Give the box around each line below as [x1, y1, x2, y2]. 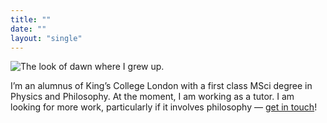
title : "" [10, 14, 52, 25]
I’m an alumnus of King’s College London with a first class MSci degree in [10, 80, 313, 92]
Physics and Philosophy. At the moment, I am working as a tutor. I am [10, 91, 295, 103]
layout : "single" [10, 33, 83, 43]
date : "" [10, 24, 47, 34]
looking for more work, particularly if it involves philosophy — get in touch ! [10, 101, 318, 113]
